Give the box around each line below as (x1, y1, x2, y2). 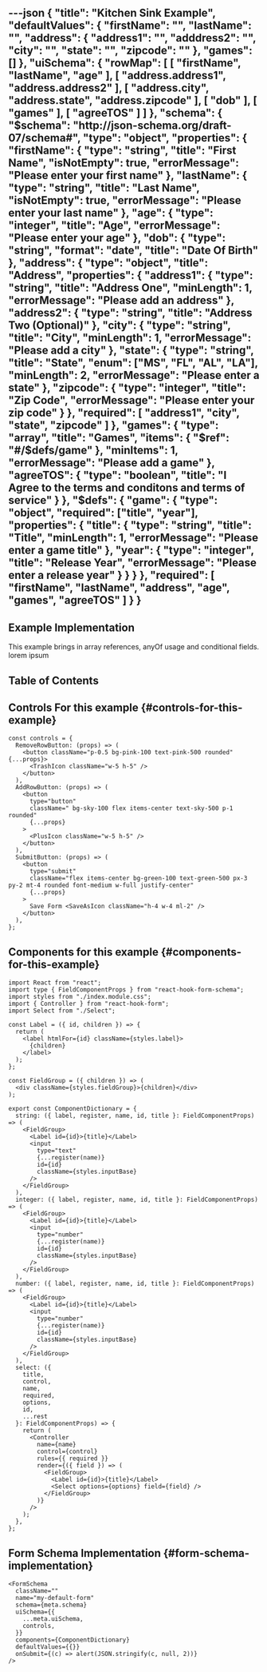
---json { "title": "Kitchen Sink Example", (8, 6, 216, 20)
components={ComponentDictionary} (15, 1636, 130, 1644)
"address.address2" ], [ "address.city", (8, 82, 210, 95)
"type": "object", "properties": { (82, 131, 248, 145)
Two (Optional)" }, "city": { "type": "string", (8, 319, 231, 333)
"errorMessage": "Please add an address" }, (8, 293, 235, 307)
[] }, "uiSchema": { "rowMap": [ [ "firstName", (8, 56, 241, 70)
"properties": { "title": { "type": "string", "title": (8, 519, 253, 533)
